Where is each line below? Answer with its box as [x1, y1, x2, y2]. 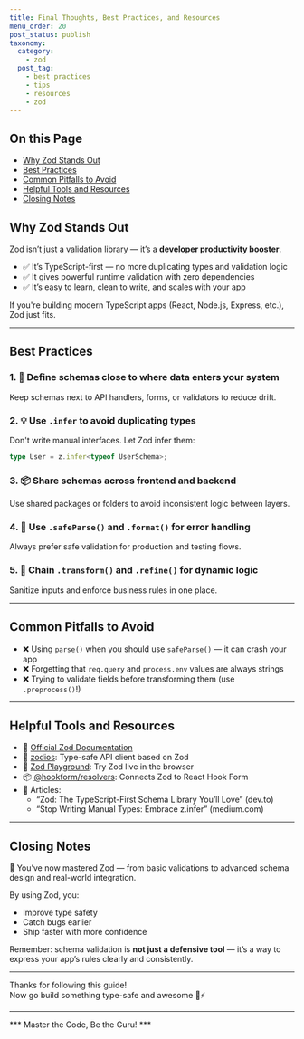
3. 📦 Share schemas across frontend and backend [9, 474, 237, 487]
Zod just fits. [9, 310, 56, 319]
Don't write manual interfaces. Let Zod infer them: [9, 434, 195, 445]
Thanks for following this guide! [9, 979, 128, 991]
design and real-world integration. [9, 872, 137, 883]
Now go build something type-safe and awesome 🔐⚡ [9, 990, 206, 1001]
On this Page [9, 130, 83, 146]
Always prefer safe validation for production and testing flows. [9, 541, 242, 552]
